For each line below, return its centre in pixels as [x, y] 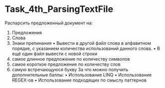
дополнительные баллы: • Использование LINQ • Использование [82, 75]
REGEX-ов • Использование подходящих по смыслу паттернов [79, 80]
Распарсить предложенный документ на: [49, 23]
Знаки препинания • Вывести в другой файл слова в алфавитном [82, 43]
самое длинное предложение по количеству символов [71, 59]
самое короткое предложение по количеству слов [66, 64]
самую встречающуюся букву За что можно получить [70, 69]
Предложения [27, 32]
